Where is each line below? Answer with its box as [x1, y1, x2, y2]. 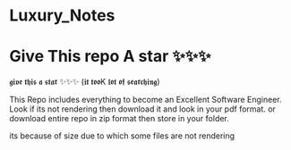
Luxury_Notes [9, 5, 116, 26]
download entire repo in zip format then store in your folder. [9, 113, 230, 124]
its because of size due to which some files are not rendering [9, 130, 235, 141]
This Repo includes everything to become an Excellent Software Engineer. [9, 95, 282, 105]
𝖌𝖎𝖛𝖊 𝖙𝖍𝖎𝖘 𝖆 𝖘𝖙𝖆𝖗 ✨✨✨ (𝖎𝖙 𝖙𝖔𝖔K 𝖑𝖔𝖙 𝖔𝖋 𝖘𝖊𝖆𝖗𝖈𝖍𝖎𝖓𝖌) [9, 77, 160, 87]
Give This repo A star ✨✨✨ [9, 46, 212, 67]
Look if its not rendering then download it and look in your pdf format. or [9, 104, 276, 114]
